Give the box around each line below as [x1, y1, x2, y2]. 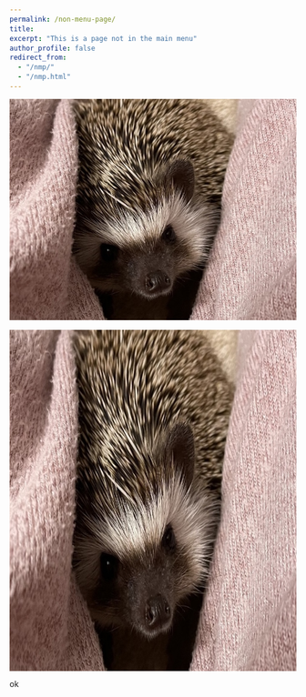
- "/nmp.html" [17, 73, 71, 82]
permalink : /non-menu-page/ [9, 15, 117, 24]
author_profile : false [9, 44, 96, 53]
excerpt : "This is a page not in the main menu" [9, 34, 198, 43]
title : [9, 24, 35, 34]
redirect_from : [9, 53, 67, 63]
